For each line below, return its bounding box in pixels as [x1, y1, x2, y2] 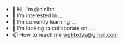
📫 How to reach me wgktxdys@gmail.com [11, 32, 119, 38]
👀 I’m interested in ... [11, 12, 63, 19]
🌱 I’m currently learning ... [11, 18, 76, 25]
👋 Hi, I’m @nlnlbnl [11, 6, 56, 12]
